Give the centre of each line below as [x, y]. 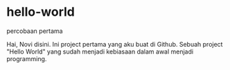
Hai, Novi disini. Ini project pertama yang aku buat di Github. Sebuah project [115, 44]
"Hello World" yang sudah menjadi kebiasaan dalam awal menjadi [100, 51]
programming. [27, 58]
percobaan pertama [35, 31]
